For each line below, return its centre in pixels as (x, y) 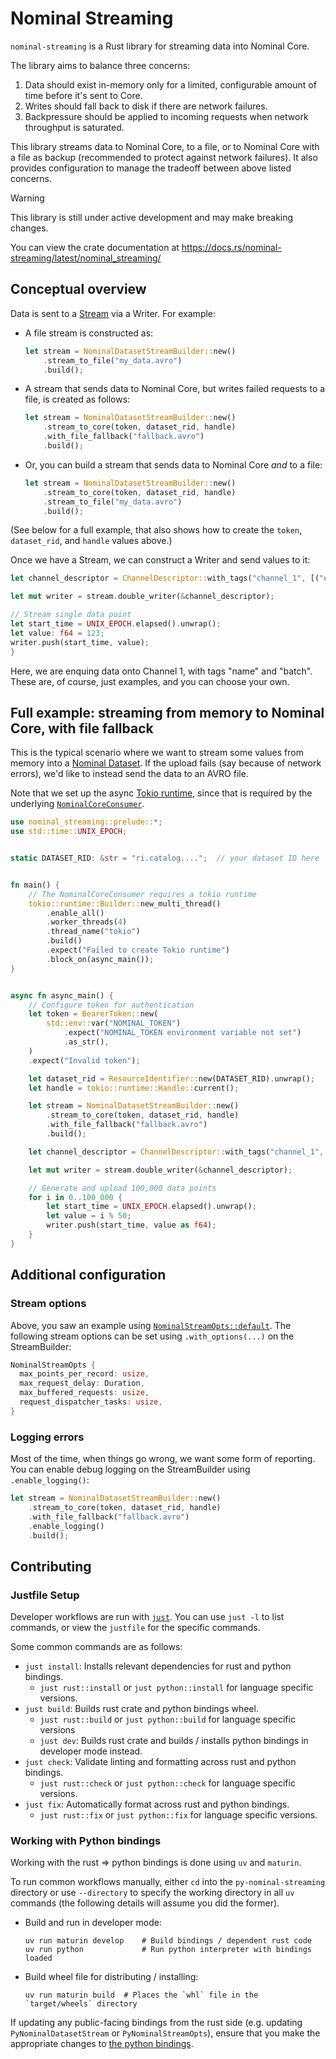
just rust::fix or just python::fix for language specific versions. (178, 1815)
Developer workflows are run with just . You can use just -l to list (147, 1617)
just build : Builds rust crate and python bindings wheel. (141, 1709)
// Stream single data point (71, 615)
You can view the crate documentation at (95, 247)
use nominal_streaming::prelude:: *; (86, 822)
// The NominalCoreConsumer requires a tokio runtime (142, 894)
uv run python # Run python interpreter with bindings (168, 1950)
